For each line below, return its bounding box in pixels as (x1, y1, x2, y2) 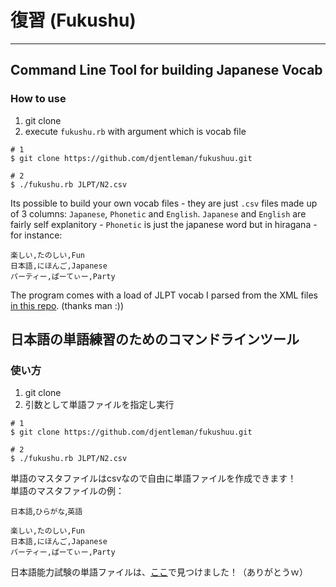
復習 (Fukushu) (10, 9, 137, 32)
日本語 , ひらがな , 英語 (10, 505, 83, 517)
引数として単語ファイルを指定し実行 (24, 399, 175, 411)
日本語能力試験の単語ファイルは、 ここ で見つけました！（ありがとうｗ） (10, 566, 308, 578)
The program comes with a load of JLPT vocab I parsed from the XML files (10, 289, 318, 301)
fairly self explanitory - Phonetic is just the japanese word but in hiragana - (10, 218, 318, 230)
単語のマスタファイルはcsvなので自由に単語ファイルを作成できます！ (10, 472, 297, 485)
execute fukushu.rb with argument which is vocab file (24, 125, 247, 137)
